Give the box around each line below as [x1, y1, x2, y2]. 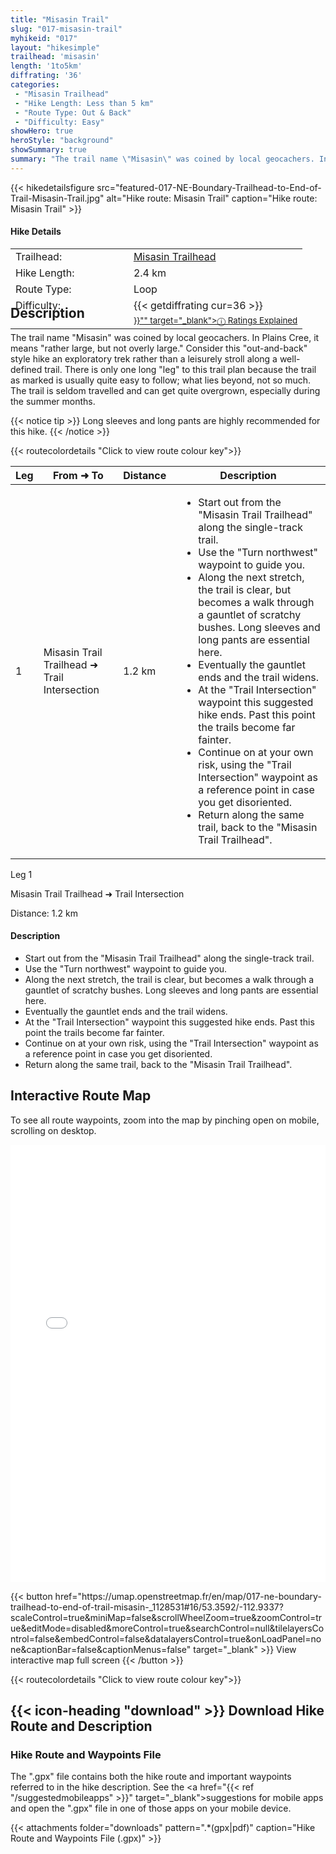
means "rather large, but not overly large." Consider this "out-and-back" [10, 342, 308, 354]
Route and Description [10, 1718, 153, 1735]
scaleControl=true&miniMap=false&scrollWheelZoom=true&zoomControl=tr [10, 1611, 323, 1623]
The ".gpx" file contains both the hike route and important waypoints [10, 1771, 292, 1783]
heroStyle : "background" [10, 136, 114, 146]
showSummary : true [10, 145, 87, 155]
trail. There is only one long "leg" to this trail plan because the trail [44, 363, 317, 375]
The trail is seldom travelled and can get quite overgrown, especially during [10, 384, 321, 396]
